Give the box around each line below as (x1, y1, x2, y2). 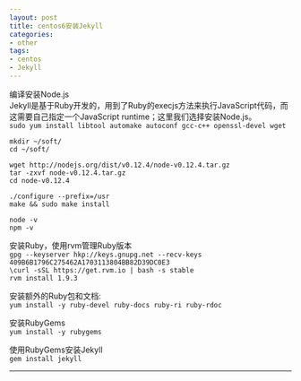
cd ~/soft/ (9, 144, 50, 153)
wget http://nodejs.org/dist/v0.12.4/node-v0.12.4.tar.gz (9, 160, 230, 169)
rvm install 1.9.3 (9, 273, 78, 282)
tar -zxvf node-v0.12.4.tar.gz (9, 168, 126, 178)
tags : (9, 47, 30, 56)
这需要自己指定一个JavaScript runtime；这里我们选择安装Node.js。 (9, 111, 257, 122)
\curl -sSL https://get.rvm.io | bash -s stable (9, 265, 194, 274)
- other (9, 38, 39, 48)
